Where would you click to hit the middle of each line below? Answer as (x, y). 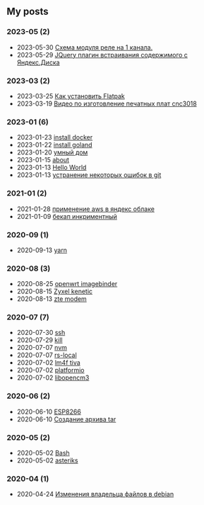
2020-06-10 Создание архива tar (66, 419)
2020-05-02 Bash (43, 453)
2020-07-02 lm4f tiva (48, 363)
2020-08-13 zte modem (52, 299)
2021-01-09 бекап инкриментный (67, 216)
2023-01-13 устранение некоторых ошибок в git (89, 175)
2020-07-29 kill (40, 340)
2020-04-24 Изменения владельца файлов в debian (95, 494)
